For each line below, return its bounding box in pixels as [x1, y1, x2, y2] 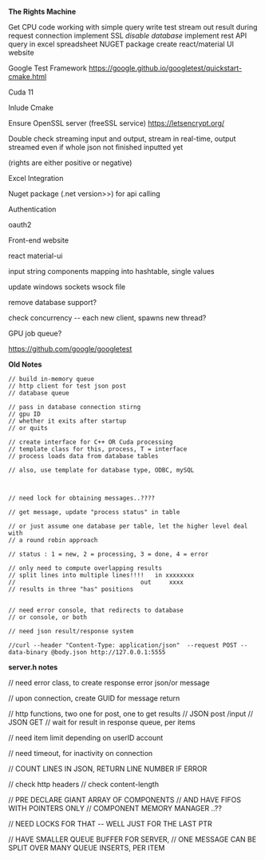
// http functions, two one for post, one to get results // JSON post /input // [8, 709, 254, 718]
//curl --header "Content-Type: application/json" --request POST [8, 641, 238, 649]
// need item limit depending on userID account [8, 733, 164, 742]
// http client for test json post [8, 382, 127, 390]
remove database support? [8, 298, 97, 307]
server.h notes [8, 662, 58, 672]
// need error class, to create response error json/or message [8, 678, 210, 687]
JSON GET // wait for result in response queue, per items [8, 717, 196, 727]
